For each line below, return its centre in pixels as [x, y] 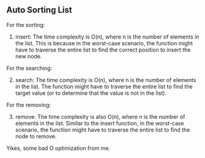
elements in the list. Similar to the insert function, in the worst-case [100, 123]
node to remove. [36, 136]
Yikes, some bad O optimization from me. [58, 148]
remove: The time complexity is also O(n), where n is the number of [100, 116]
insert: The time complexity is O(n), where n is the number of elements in [107, 37]
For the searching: [29, 68]
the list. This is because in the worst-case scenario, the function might [104, 43]
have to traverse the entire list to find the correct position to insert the [103, 50]
